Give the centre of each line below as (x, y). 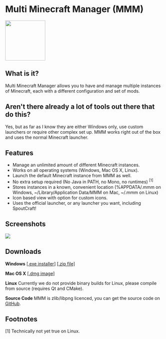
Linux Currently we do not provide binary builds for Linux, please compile (81, 283)
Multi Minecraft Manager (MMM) (74, 9)
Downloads (23, 252)
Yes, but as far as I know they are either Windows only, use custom (74, 127)
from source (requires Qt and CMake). (44, 288)
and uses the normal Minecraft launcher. (47, 137)
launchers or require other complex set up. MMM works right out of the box (83, 132)
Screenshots (25, 224)
